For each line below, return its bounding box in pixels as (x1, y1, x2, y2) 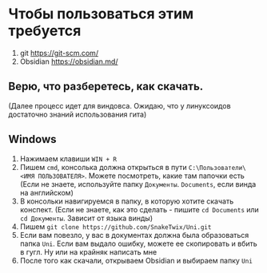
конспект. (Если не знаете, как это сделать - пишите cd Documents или (19, 204, 260, 214)
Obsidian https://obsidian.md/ (19, 57, 118, 66)
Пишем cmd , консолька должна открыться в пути (19, 162, 187, 172)
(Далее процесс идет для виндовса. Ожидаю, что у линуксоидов (8, 101, 231, 110)
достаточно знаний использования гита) (8, 109, 147, 119)
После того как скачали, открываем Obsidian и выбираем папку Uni (19, 255, 253, 265)
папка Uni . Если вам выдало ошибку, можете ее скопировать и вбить (19, 239, 257, 248)
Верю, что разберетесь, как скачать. (8, 80, 204, 93)
